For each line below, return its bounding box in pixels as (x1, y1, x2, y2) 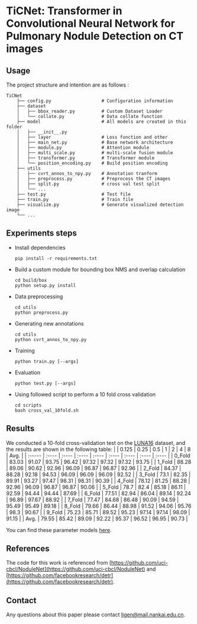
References (6, 544, 50, 554)
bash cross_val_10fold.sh (14, 407, 79, 413)
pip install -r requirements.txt (14, 255, 98, 262)
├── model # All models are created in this (17, 119, 186, 125)
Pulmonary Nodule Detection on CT (6, 30, 184, 43)
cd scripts (14, 402, 42, 408)
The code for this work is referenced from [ (6, 559, 112, 566)
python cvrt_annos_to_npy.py (14, 336, 87, 342)
